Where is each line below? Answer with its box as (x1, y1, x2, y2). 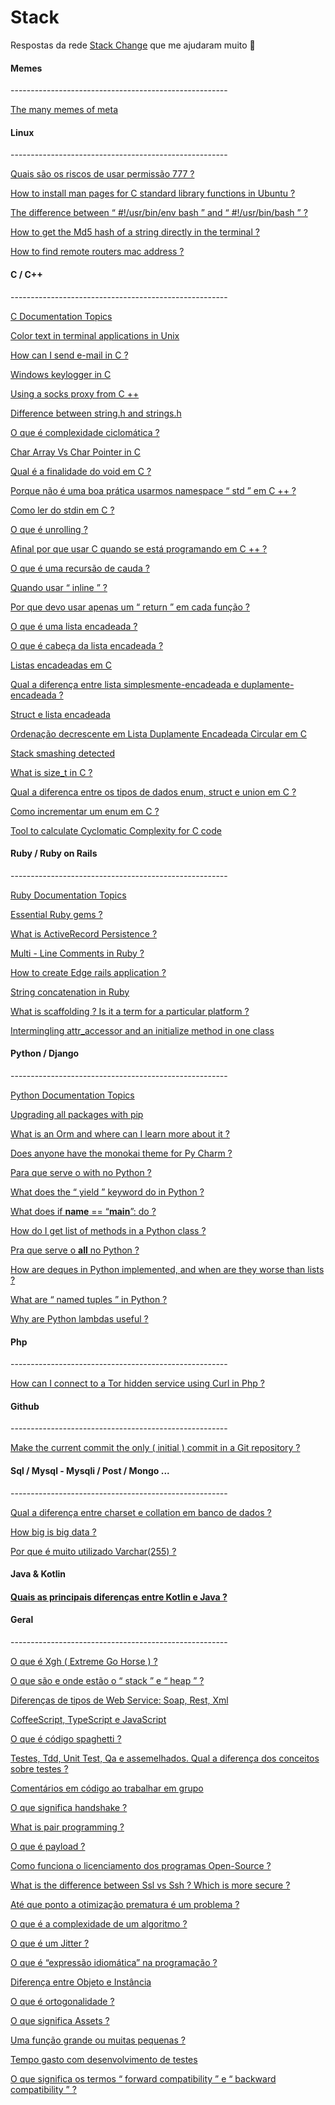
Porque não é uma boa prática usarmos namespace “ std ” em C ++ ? (10, 484, 297, 496)
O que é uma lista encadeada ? (10, 620, 138, 632)
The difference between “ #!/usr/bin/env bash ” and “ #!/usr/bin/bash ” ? (10, 207, 308, 219)
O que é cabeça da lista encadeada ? (10, 639, 164, 651)
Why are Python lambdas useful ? (10, 1312, 149, 1325)
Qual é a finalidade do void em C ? (10, 465, 152, 477)
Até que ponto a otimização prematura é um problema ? (10, 1898, 240, 1910)
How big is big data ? (10, 1526, 97, 1538)
